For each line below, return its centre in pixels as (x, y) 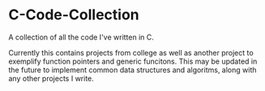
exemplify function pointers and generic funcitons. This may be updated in (133, 61)
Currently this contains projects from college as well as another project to (131, 52)
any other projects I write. (51, 78)
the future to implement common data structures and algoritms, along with (132, 69)
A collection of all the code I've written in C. (81, 37)
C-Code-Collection (74, 15)
